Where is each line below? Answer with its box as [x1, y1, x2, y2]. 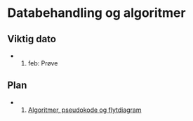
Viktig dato [7, 33, 56, 45]
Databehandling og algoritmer [7, 5, 186, 21]
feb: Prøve [27, 59, 58, 68]
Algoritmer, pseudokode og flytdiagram [27, 106, 142, 114]
